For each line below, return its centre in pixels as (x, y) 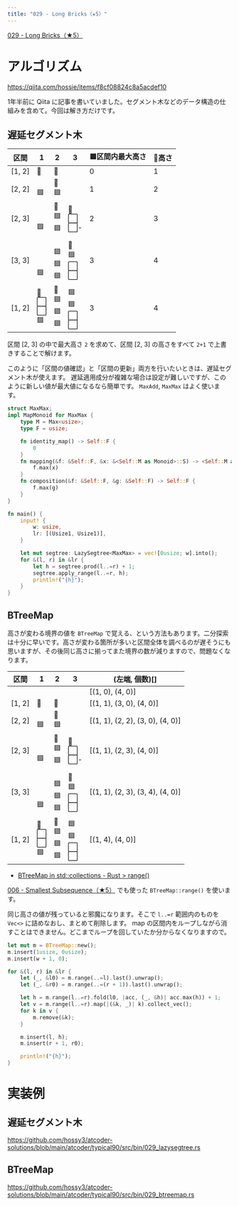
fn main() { (25, 514)
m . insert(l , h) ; (44, 1037)
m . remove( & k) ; (54, 1017)
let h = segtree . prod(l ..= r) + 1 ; (84, 566)
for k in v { (39, 1011)
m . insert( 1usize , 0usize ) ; (47, 952)
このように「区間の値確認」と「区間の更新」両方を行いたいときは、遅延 (113, 368)
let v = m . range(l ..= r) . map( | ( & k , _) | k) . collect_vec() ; (106, 1004)
